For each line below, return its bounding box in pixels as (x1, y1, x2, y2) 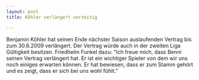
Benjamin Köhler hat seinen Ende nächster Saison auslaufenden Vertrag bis (6, 36, 192, 43)
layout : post (6, 8, 39, 15)
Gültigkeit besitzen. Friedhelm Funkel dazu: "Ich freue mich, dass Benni (6, 48, 182, 55)
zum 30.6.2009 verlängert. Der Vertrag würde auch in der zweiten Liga (6, 42, 181, 49)
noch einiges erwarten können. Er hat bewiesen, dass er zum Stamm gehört (6, 60, 193, 68)
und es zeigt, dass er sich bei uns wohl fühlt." (6, 67, 118, 74)
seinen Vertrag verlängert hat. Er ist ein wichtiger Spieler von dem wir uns (6, 55, 188, 62)
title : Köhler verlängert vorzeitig (6, 14, 97, 20)
